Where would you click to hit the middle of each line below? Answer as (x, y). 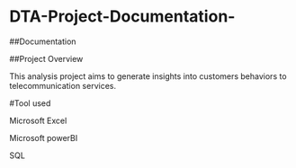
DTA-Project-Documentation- (122, 17)
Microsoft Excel (38, 120)
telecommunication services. (63, 85)
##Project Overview (46, 58)
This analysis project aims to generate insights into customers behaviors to (148, 76)
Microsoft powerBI (44, 137)
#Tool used (30, 103)
